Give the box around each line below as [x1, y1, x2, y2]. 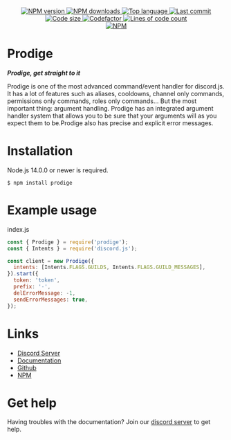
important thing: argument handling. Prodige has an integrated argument [7, 104, 214, 112]
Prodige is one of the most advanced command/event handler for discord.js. [7, 82, 225, 90]
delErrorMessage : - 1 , [13, 289, 76, 297]
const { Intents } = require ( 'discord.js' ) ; [7, 245, 138, 252]
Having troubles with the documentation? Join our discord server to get [7, 418, 211, 426]
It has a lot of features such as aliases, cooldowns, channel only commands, [7, 89, 225, 98]
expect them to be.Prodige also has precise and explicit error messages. [7, 118, 214, 127]
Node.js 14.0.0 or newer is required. [7, 166, 109, 174]
